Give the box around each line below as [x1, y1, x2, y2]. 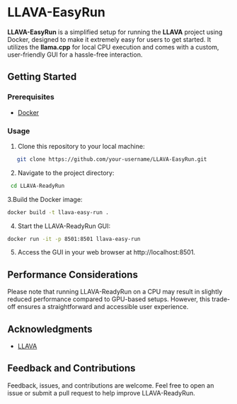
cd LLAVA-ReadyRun [10, 182, 65, 189]
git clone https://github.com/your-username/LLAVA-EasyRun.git [16, 155, 207, 163]
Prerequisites [7, 92, 54, 102]
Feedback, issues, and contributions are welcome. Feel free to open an [7, 381, 214, 390]
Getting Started [7, 71, 77, 83]
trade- [212, 295, 231, 303]
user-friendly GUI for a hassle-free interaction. [7, 50, 143, 59]
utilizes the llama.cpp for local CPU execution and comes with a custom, [7, 43, 219, 51]
